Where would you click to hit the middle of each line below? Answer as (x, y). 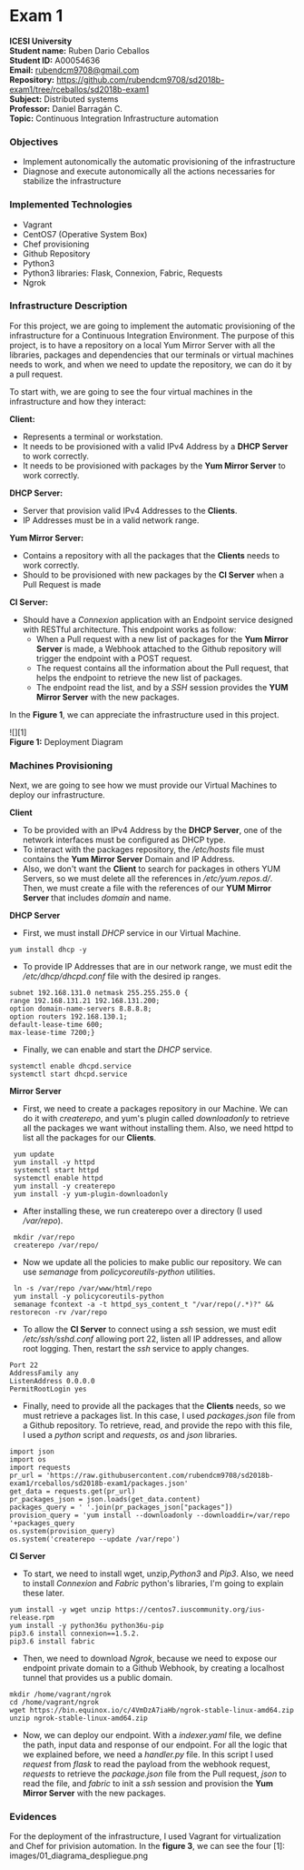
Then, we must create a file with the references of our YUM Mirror (147, 889)
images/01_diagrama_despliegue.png (78, 1855)
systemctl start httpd (56, 1171)
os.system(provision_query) (63, 1532)
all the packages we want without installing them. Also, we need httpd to (158, 1128)
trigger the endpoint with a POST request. (114, 658)
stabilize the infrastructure (72, 181)
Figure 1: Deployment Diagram (67, 741)
